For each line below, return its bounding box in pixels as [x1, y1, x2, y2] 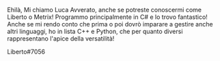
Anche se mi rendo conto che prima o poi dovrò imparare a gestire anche [7, 20, 213, 28]
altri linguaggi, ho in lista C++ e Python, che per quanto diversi [7, 27, 183, 35]
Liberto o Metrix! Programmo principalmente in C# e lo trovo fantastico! [7, 13, 208, 21]
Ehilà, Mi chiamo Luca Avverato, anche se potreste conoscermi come [7, 6, 202, 14]
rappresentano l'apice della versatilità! [7, 35, 115, 43]
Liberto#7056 [7, 47, 46, 56]
